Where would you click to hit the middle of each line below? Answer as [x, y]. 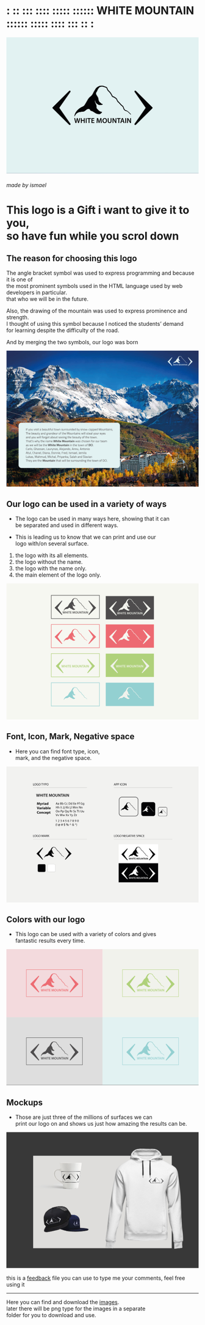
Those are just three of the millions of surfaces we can [84, 1117]
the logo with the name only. [51, 569]
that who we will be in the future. [47, 299]
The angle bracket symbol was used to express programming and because [100, 273]
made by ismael [27, 185]
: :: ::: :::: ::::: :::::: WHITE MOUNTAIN [100, 11]
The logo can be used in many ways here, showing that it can [92, 519]
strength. [18, 317]
